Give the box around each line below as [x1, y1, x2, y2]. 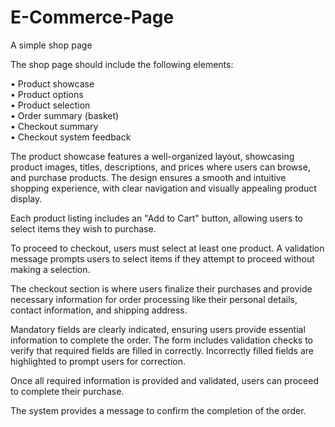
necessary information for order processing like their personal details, [10, 293, 298, 305]
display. [10, 192, 43, 205]
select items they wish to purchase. [10, 222, 157, 235]
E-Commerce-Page [10, 6, 175, 29]
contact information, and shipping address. [10, 304, 188, 316]
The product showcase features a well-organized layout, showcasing [10, 150, 295, 162]
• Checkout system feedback [10, 131, 132, 143]
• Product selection [10, 99, 91, 111]
